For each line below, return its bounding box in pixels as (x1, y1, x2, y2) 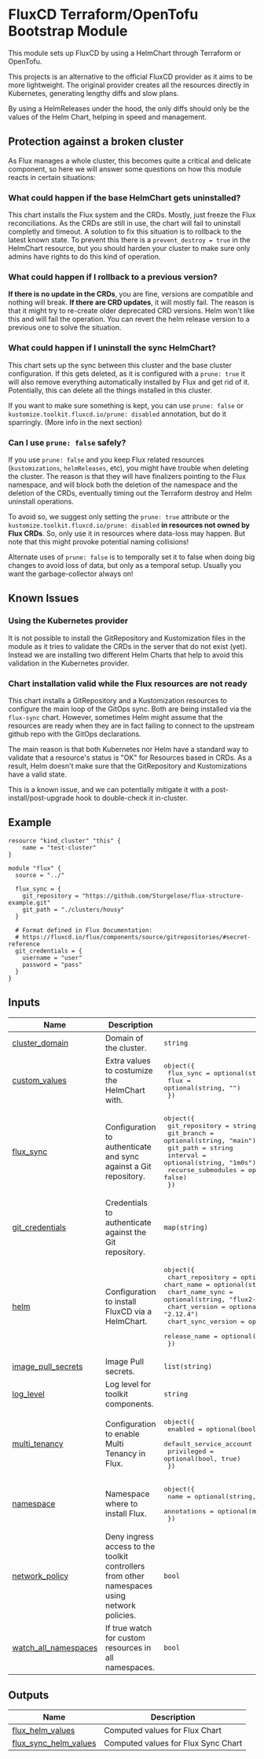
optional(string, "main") (163, 1136, 257, 1145)
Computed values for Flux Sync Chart (103, 1738, 243, 1749)
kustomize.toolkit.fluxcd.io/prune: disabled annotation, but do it (8, 409, 226, 419)
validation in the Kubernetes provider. (8, 658, 130, 668)
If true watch (104, 1622, 152, 1633)
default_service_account (163, 1440, 253, 1448)
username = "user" (22, 953, 82, 961)
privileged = (167, 1447, 214, 1455)
